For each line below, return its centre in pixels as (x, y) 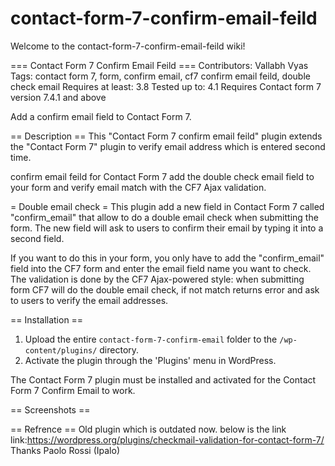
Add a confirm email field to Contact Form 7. (101, 116)
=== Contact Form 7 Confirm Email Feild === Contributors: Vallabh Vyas (159, 65)
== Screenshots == (50, 409)
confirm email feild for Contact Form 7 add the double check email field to (162, 176)
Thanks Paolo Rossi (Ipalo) (65, 450)
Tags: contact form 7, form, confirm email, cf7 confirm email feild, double (160, 76)
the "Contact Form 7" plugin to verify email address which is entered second (168, 146)
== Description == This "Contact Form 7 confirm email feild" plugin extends (166, 136)
